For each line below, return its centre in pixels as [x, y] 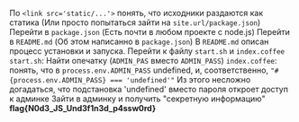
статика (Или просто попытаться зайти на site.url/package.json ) [135, 22]
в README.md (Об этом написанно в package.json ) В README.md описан [139, 41]
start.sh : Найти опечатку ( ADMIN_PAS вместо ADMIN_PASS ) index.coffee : [143, 61]
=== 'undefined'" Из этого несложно [180, 79]
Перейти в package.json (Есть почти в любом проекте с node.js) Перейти [150, 32]
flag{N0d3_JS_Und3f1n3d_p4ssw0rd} [82, 108]
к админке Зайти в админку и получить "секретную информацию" [137, 99]
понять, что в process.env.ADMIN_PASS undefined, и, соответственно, [139, 70]
